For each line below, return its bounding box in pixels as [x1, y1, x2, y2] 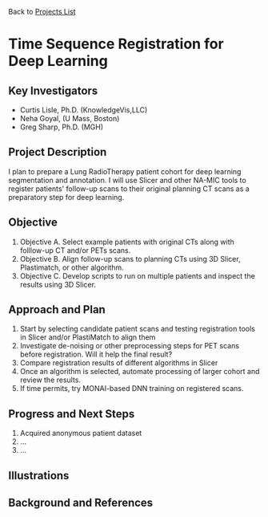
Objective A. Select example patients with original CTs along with [19, 237, 234, 246]
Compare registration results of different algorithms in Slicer [19, 358, 218, 368]
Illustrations [8, 469, 70, 482]
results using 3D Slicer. [19, 279, 96, 289]
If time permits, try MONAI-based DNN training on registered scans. [19, 384, 244, 393]
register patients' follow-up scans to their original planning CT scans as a [8, 184, 250, 193]
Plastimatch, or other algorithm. [19, 263, 124, 272]
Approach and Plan [8, 303, 106, 316]
